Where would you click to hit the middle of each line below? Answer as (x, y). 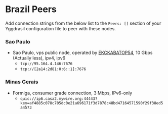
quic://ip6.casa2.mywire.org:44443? (59, 99)
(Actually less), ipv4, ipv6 (39, 58)
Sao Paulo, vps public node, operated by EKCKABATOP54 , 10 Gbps (82, 53)
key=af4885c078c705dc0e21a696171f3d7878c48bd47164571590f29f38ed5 (92, 103)
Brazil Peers (31, 9)
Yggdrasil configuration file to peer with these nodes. (61, 28)
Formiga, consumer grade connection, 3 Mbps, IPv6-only (72, 93)
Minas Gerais (22, 82)
